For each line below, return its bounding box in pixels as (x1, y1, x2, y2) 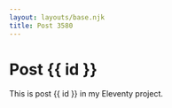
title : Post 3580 (9, 21, 74, 30)
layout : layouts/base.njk (9, 12, 105, 22)
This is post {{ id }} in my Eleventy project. (9, 89, 164, 99)
